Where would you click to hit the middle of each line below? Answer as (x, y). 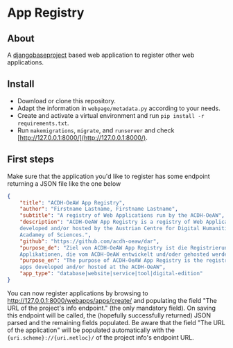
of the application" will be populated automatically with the (91, 330)
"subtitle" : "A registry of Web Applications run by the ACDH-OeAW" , (122, 216)
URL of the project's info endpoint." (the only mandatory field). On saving (112, 308)
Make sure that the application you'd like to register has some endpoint (109, 176)
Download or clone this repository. (66, 101)
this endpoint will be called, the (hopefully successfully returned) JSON (109, 315)
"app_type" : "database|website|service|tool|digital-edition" (111, 274)
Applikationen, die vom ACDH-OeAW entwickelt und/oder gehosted (114, 254)
